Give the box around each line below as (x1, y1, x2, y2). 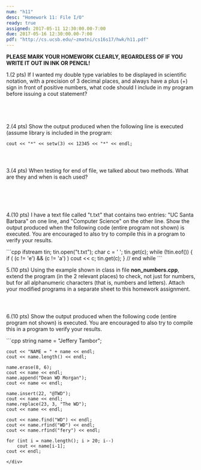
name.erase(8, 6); (6, 364, 52, 370)
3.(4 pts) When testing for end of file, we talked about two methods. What (6, 167, 189, 174)
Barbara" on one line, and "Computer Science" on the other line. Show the (6, 218, 190, 225)
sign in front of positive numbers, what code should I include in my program (6, 84, 194, 91)
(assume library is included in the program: (6, 129, 113, 136)
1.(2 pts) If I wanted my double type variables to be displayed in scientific (6, 71, 187, 78)
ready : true (6, 20, 36, 26)
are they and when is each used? (6, 173, 88, 180)
